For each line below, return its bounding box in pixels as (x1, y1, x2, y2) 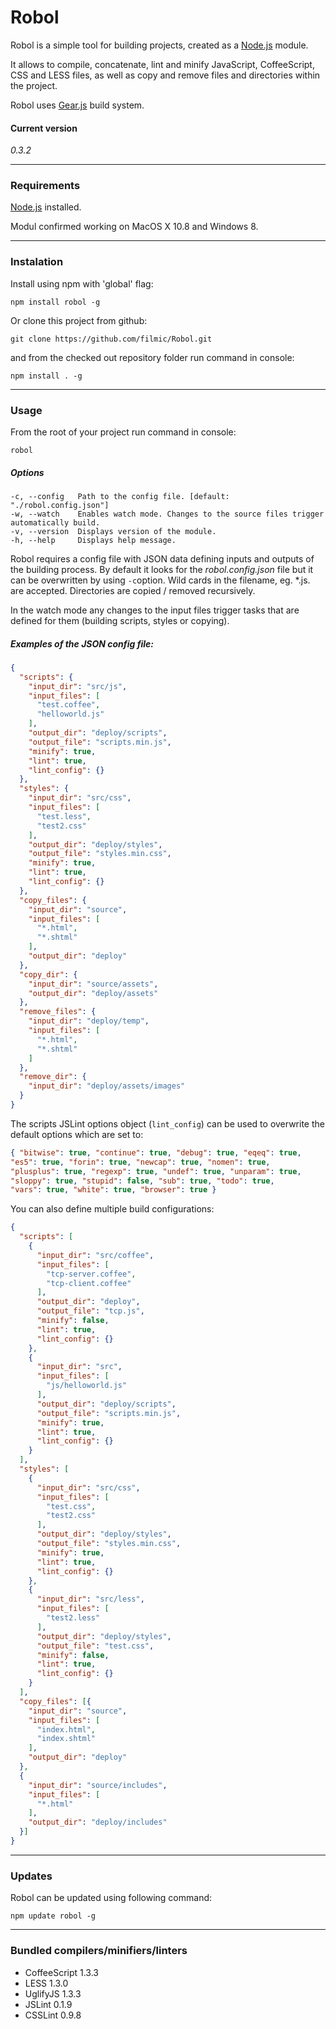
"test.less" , (36, 811, 92, 821)
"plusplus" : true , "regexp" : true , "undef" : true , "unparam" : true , (10, 1166, 302, 1176)
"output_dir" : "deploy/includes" (28, 1817, 168, 1828)
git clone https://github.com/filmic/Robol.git (10, 334, 213, 344)
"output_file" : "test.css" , (36, 1641, 155, 1651)
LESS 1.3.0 (24, 1977, 69, 1989)
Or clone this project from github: (10, 314, 148, 326)
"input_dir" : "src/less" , (36, 1594, 145, 1605)
